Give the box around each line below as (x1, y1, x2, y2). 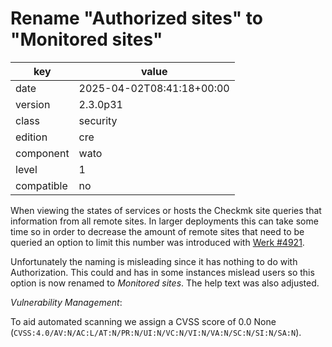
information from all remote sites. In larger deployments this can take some (10, 215, 319, 227)
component (15, 146, 70, 160)
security (78, 113, 118, 127)
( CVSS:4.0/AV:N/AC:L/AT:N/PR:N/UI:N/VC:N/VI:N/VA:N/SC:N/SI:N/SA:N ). (10, 326, 302, 338)
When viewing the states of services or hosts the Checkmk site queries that (10, 204, 322, 216)
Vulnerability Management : (10, 296, 123, 308)
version (15, 97, 51, 111)
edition (15, 130, 48, 144)
